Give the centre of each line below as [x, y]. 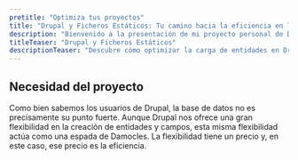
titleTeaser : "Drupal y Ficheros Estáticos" [93, 42]
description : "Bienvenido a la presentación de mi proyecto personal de [146, 34]
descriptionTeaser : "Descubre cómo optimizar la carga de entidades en [144, 51]
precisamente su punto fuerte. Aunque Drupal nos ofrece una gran [131, 117]
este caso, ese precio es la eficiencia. [78, 145]
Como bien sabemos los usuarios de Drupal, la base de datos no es [132, 108]
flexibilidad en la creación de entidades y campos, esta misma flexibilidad [144, 126]
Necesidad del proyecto [77, 87]
